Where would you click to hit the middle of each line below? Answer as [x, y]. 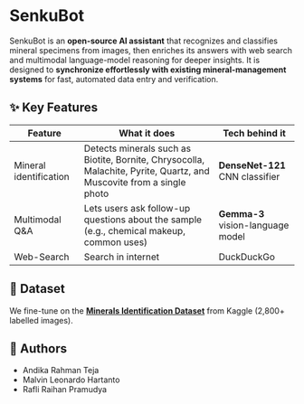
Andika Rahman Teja [61, 371]
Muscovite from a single [135, 182]
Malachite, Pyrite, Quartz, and [147, 171]
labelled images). [42, 320]
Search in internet [122, 257]
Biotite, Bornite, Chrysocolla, [144, 159]
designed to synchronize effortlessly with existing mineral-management [148, 70]
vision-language [254, 225]
